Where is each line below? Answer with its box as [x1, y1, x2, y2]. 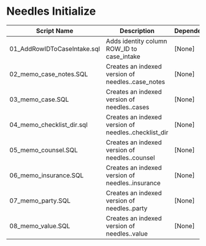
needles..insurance [105, 179, 161, 187]
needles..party [105, 204, 148, 212]
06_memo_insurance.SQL [9, 171, 84, 179]
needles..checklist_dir [105, 128, 169, 136]
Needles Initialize [6, 4, 96, 18]
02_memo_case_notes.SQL [9, 69, 88, 78]
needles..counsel [105, 153, 155, 162]
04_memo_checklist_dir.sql [9, 120, 88, 129]
